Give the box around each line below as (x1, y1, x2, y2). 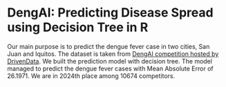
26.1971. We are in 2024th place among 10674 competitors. (7, 71, 176, 80)
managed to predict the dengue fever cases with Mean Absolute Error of (7, 64, 214, 72)
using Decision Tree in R (7, 19, 149, 35)
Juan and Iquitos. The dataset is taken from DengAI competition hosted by (7, 50, 219, 58)
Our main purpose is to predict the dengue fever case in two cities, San (7, 42, 210, 50)
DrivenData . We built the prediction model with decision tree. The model (7, 57, 213, 65)
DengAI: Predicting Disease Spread (7, 5, 214, 21)
